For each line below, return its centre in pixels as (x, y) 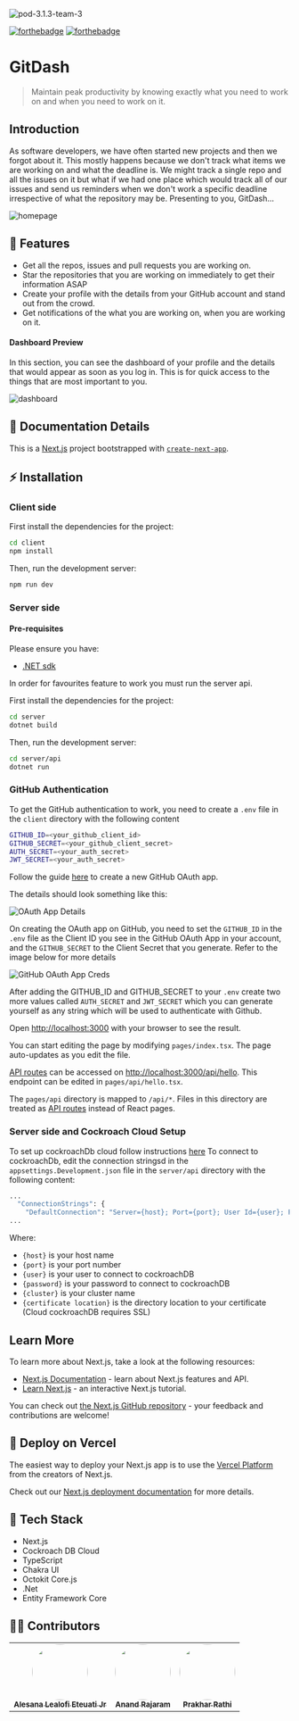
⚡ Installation (46, 477)
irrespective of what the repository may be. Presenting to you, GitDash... (141, 198)
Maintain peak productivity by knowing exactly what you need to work (160, 91)
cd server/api (36, 759)
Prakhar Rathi (207, 1704)
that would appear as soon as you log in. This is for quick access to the (139, 371)
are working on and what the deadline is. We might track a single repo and (145, 170)
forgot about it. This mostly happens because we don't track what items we (148, 160)
